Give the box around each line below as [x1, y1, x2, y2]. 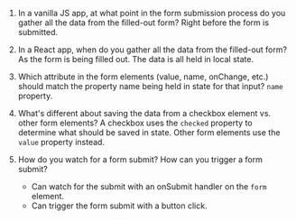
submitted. [17, 27, 59, 37]
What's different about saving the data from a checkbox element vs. [17, 108, 272, 118]
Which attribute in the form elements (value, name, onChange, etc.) [17, 71, 269, 82]
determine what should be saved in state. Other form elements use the [17, 127, 281, 138]
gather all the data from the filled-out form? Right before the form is [17, 17, 269, 28]
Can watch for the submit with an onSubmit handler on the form [31, 181, 267, 192]
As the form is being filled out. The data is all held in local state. [17, 54, 254, 64]
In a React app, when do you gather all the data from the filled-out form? [17, 44, 287, 55]
